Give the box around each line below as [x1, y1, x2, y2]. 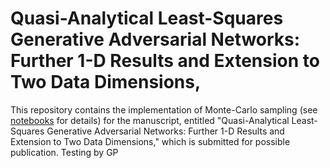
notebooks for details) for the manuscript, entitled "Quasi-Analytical [10, 114, 290, 126]
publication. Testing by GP [10, 146, 119, 158]
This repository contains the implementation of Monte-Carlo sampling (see [10, 103, 318, 116]
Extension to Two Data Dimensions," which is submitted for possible [10, 135, 291, 147]
